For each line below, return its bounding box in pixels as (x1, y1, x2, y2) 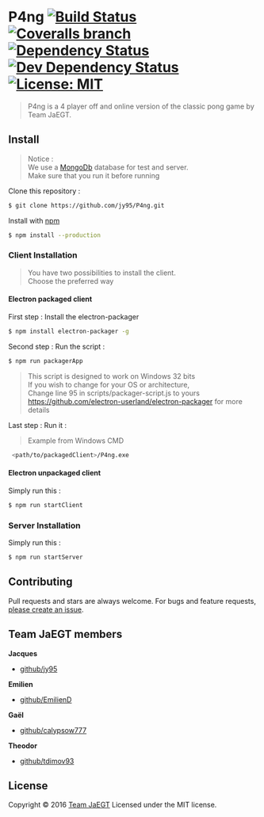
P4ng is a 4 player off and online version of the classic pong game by (27, 101, 255, 111)
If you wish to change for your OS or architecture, (27, 380, 190, 389)
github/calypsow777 (19, 725, 87, 735)
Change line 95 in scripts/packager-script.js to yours (27, 388, 201, 398)
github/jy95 (19, 664, 58, 674)
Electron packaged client (8, 294, 93, 304)
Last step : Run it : (8, 420, 67, 429)
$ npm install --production (8, 231, 101, 239)
